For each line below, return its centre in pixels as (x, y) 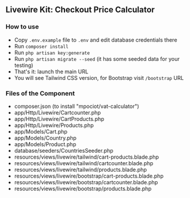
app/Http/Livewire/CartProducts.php (59, 119)
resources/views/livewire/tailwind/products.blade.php (80, 169)
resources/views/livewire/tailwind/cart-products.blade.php (87, 157)
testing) (24, 65)
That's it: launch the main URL (51, 72)
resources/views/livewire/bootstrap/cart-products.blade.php (89, 176)
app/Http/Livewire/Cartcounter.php (57, 112)
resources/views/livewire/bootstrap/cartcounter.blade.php (86, 182)
